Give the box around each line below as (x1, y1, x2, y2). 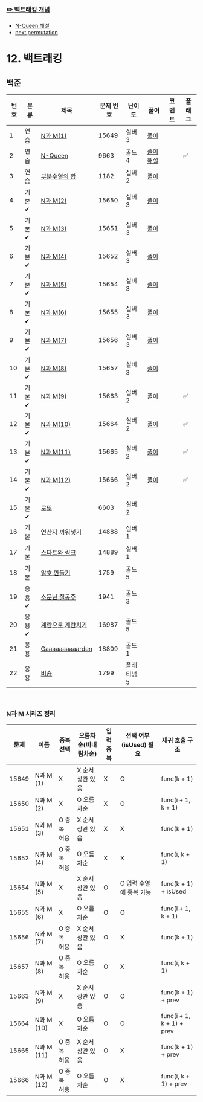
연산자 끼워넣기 (40, 528, 82, 536)
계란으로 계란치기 (40, 621, 88, 630)
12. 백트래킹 (6, 52, 62, 66)
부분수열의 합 (40, 172, 77, 181)
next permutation (14, 29, 59, 36)
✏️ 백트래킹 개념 (6, 5, 50, 13)
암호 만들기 (40, 569, 71, 578)
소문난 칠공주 (40, 593, 77, 602)
